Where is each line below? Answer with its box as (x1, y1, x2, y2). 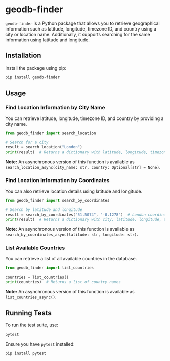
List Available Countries (5, 244, 65, 251)
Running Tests (5, 309, 52, 317)
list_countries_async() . (5, 294, 57, 300)
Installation (5, 51, 41, 60)
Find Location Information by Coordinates (5, 176, 110, 184)
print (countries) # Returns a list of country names (5, 279, 121, 284)
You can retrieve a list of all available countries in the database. (5, 255, 137, 261)
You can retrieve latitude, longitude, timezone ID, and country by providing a (5, 115, 164, 122)
